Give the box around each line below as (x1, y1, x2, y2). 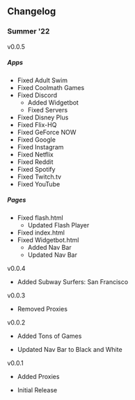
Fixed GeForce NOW (17, 128, 77, 136)
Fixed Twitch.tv (17, 172, 61, 181)
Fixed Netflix (17, 150, 54, 158)
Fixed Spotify (17, 165, 56, 173)
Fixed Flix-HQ (17, 120, 57, 128)
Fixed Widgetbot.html (17, 235, 79, 244)
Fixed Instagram (17, 142, 64, 151)
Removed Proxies (17, 304, 68, 313)
